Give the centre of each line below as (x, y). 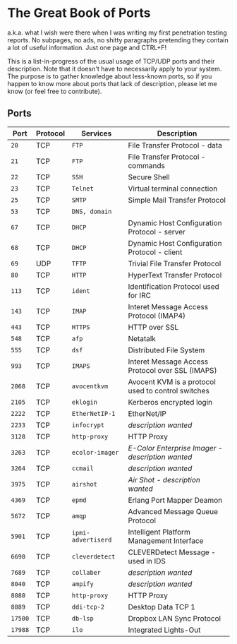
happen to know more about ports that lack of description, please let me (112, 83)
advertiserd (92, 539)
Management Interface (166, 540)
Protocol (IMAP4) (157, 316)
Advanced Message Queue (173, 511)
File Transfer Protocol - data (175, 145)
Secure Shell (149, 177)
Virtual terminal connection (173, 189)
